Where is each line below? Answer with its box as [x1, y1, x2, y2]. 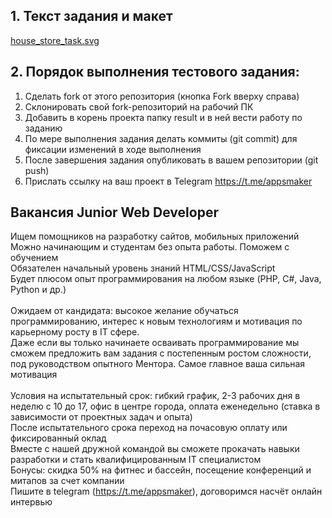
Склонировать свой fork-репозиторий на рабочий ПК [24, 100, 254, 113]
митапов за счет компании [10, 475, 125, 487]
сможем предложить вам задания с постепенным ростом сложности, [10, 347, 312, 359]
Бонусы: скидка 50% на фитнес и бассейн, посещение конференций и [10, 464, 312, 476]
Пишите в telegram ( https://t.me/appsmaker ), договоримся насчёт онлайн [10, 485, 323, 498]
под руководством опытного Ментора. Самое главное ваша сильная [10, 358, 306, 370]
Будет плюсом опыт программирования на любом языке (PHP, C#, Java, [10, 273, 322, 285]
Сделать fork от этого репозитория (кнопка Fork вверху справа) [24, 90, 300, 102]
